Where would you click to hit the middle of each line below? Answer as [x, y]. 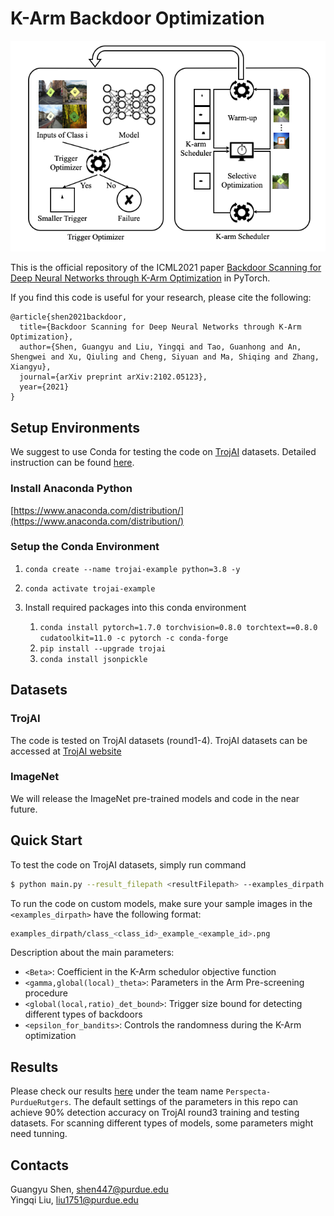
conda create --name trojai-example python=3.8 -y [132, 569]
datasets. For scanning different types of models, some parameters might [162, 1123]
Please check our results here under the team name [117, 1091]
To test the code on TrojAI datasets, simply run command [128, 864]
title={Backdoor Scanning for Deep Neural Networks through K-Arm [160, 327]
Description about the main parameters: [92, 953]
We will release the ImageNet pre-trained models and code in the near [155, 798]
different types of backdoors [83, 1014]
